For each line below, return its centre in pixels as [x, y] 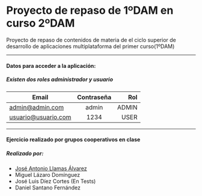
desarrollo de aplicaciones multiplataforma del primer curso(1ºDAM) [90, 46]
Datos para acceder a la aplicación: [51, 66]
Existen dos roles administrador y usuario [60, 79]
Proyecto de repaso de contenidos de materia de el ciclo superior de [91, 40]
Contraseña [94, 97]
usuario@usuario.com [40, 117]
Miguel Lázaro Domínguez [47, 175]
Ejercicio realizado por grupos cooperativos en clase [73, 139]
